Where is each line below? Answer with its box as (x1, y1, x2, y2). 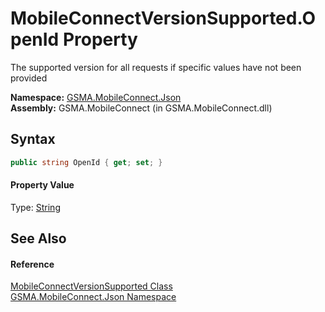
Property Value (10, 179, 75, 191)
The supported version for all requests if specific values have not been (10, 61, 302, 73)
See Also (10, 230, 67, 247)
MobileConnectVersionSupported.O (10, 7, 317, 30)
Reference (10, 258, 55, 270)
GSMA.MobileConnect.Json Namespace (10, 291, 177, 303)
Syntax (10, 131, 56, 148)
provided (10, 72, 48, 84)
